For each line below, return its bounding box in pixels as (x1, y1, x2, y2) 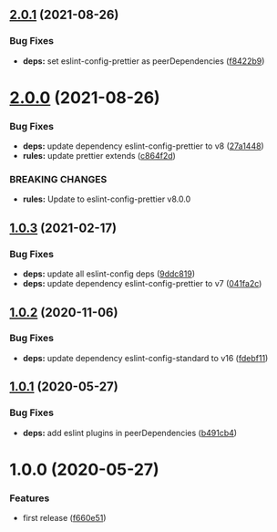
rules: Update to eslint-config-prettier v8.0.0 (22, 193, 191, 204)
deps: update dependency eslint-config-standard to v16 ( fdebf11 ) (22, 352, 269, 363)
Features (9, 492, 50, 505)
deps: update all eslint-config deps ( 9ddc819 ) (22, 268, 196, 279)
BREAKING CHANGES (9, 173, 108, 186)
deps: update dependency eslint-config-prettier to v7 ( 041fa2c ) (22, 278, 262, 289)
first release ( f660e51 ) (22, 513, 107, 524)
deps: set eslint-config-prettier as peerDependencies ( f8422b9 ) (22, 55, 265, 67)
